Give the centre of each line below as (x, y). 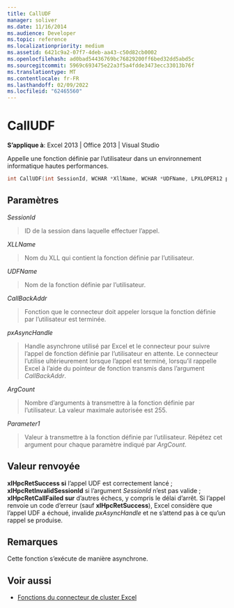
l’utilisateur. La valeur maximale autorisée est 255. (96, 410)
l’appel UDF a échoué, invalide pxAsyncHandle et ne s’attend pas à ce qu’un (117, 513)
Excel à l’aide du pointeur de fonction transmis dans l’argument (114, 368)
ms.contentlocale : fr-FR (43, 78)
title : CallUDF (29, 14)
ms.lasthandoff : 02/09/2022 (48, 85)
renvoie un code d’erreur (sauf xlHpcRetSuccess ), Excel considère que (110, 505)
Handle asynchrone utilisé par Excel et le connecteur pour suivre (117, 346)
